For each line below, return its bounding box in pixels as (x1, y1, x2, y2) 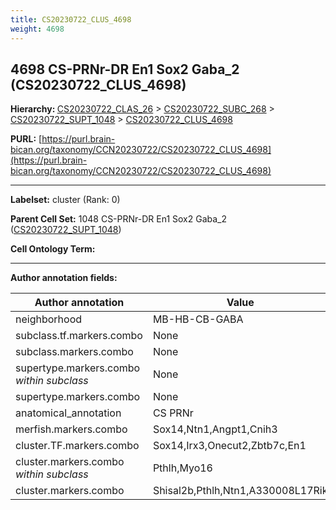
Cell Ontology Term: (10, 243, 96, 255)
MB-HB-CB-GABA (152, 312, 244, 326)
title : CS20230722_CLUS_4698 (10, 14, 132, 25)
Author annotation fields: (10, 272, 118, 284)
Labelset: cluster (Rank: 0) (10, 194, 121, 206)
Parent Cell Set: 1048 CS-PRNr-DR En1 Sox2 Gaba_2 (10, 213, 228, 225)
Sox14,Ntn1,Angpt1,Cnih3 (152, 422, 278, 436)
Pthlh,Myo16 (152, 461, 213, 475)
